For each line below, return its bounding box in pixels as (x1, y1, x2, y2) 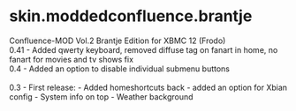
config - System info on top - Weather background (9, 91, 194, 102)
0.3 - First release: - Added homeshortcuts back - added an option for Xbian (9, 82, 288, 92)
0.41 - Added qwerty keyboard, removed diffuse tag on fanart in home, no (9, 44, 278, 55)
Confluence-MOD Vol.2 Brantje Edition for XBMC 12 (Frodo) (9, 35, 226, 46)
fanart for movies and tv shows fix (9, 54, 134, 64)
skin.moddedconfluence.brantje (9, 6, 253, 26)
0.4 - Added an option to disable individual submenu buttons (9, 63, 231, 74)
